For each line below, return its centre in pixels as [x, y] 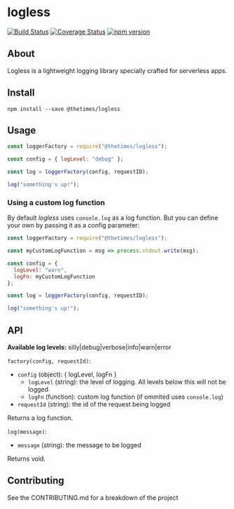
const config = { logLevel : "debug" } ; [66, 159]
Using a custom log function [56, 202]
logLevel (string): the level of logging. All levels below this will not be [127, 382]
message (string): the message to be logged [79, 445]
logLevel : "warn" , [41, 270]
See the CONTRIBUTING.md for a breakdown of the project [93, 497]
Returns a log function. [40, 418]
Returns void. [26, 458]
